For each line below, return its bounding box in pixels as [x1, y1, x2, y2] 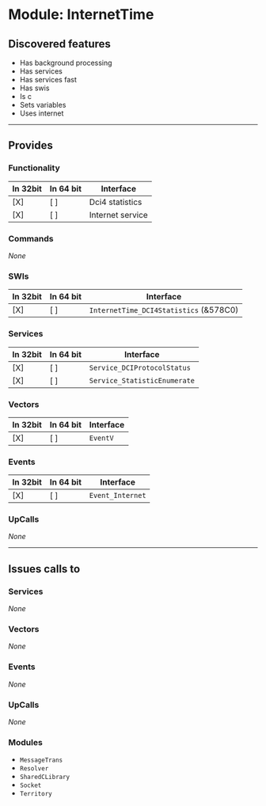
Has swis [19, 83, 50, 93]
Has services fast [19, 75, 77, 84]
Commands [8, 233, 54, 244]
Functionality [8, 162, 61, 173]
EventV [89, 433, 114, 443]
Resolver [19, 765, 49, 773]
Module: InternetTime [8, 6, 154, 24]
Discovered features [8, 37, 111, 51]
